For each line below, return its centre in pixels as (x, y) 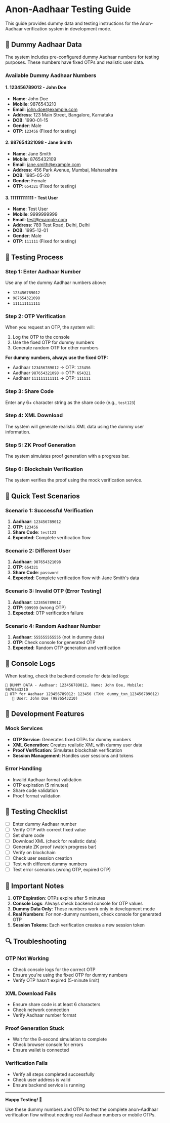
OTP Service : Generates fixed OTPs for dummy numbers (72, 739)
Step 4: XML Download (34, 415)
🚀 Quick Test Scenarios (42, 496)
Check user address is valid (41, 1079)
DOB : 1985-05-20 (31, 175)
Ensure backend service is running (49, 1085)
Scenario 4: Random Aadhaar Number (53, 626)
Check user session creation (42, 858)
